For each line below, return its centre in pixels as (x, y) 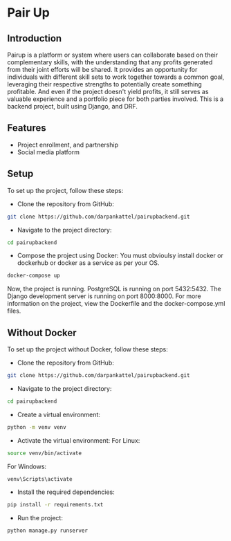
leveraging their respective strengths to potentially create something (104, 84)
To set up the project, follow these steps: (65, 190)
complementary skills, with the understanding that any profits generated (110, 62)
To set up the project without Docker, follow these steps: (87, 349)
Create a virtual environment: (58, 414)
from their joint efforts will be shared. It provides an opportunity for (102, 70)
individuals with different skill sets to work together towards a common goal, (116, 77)
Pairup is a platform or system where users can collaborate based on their (113, 55)
